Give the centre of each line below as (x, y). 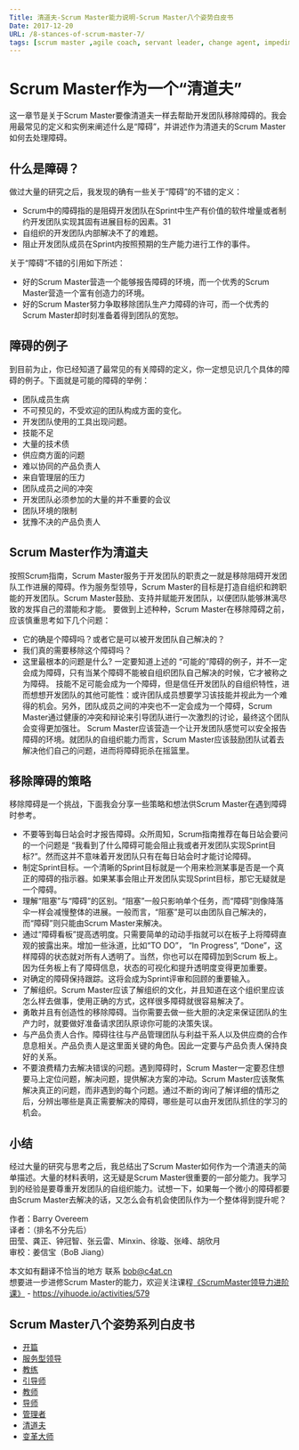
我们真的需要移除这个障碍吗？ (77, 650)
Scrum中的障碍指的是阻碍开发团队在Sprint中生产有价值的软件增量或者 (150, 211)
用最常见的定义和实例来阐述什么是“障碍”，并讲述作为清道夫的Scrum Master (148, 126)
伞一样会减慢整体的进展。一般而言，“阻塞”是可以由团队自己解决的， (146, 912)
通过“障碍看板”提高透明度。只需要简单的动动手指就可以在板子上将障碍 (150, 934)
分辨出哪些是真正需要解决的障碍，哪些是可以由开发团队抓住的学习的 (162, 1102)
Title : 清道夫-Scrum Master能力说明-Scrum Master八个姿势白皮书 (121, 17)
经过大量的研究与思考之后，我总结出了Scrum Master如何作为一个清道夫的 (144, 1167)
